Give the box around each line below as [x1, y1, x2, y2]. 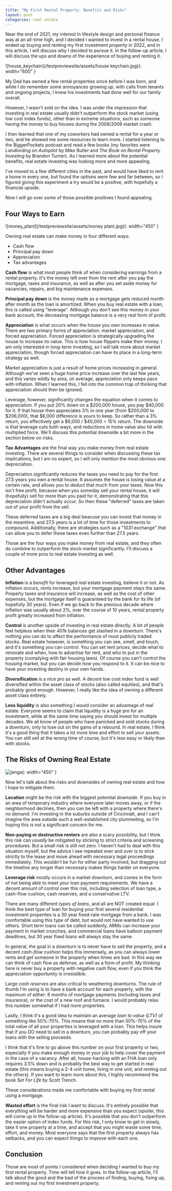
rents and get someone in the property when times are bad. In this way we [5, 954, 162, 960]
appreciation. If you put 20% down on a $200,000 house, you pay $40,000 [5, 402, 164, 408]
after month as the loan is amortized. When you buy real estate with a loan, [5, 301, 164, 307]
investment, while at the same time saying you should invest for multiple [5, 713, 157, 719]
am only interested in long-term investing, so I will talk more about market [5, 344, 160, 350]
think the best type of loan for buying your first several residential [5, 906, 143, 912]
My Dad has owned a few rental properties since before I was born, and [5, 78, 157, 85]
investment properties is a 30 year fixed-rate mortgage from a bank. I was [5, 911, 161, 918]
